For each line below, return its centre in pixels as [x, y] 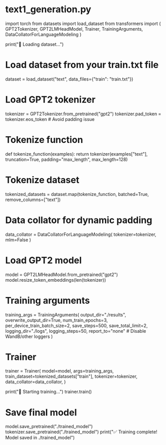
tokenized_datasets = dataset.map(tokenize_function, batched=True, [77, 194]
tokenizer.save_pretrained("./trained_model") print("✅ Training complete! [81, 432]
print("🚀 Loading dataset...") [35, 44]
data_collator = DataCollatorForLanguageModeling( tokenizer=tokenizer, [81, 234]
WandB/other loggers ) [29, 336]
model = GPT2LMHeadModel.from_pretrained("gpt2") [62, 275]
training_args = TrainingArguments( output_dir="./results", [66, 314]
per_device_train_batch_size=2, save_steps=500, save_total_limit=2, [77, 326]
